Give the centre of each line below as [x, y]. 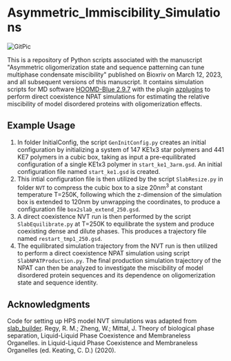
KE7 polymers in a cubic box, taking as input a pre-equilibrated [107, 157]
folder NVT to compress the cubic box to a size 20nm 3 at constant [110, 186]
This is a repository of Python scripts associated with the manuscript [105, 59]
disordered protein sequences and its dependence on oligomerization [116, 275]
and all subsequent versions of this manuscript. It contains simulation [106, 81]
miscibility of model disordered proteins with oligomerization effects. [104, 104]
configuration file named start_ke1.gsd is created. [89, 171]
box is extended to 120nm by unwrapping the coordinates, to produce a [119, 202]
